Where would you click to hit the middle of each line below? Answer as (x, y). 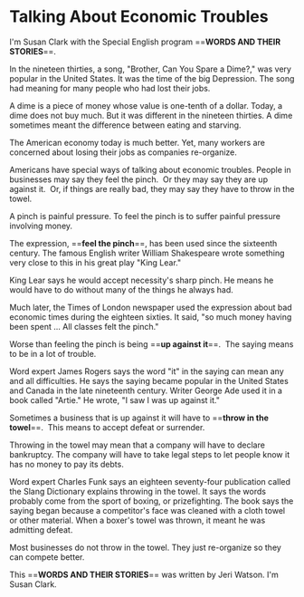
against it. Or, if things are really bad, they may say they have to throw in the (152, 188)
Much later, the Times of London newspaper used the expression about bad (151, 307)
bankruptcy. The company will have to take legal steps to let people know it (150, 454)
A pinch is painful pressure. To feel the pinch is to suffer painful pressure (145, 216)
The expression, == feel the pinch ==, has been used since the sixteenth (143, 243)
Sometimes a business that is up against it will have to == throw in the (139, 418)
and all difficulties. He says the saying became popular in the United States (149, 380)
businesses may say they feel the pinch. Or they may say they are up (139, 179)
